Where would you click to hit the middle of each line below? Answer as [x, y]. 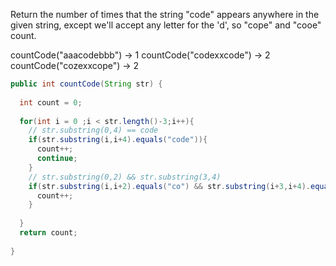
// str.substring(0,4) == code [93, 130]
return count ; [48, 233]
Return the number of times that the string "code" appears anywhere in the [165, 14]
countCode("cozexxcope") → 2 [75, 65]
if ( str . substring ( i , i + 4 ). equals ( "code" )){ [118, 140]
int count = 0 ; [51, 102]
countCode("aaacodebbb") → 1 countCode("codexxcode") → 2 [140, 55]
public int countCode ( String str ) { [86, 84]
